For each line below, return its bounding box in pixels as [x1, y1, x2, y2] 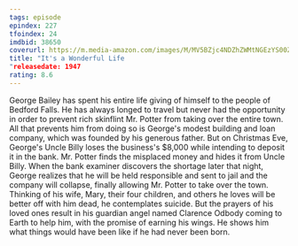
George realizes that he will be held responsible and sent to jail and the [9, 170, 268, 181]
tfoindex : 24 [9, 29, 58, 38]
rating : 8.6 [9, 71, 53, 80]
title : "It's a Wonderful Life [9, 54, 125, 63]
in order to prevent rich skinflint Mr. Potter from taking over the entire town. [9, 113, 284, 124]
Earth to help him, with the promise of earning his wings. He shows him [9, 217, 270, 227]
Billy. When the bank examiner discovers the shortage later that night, [9, 160, 264, 171]
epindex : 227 [9, 21, 58, 30]
